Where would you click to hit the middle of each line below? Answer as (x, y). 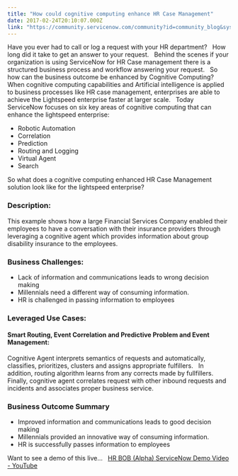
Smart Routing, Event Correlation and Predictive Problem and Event (109, 335)
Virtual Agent (37, 158)
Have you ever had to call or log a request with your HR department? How (117, 47)
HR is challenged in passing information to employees (96, 300)
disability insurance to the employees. (63, 243)
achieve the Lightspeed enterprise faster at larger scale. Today (101, 100)
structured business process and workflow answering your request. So (113, 70)
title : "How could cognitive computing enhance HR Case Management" (110, 14)
